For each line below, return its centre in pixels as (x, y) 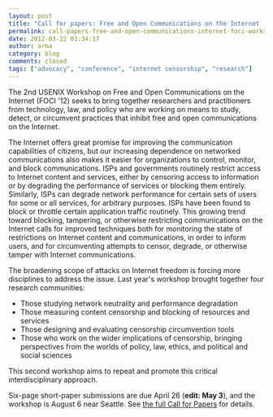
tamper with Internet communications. (72, 254)
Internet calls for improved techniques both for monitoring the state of (125, 228)
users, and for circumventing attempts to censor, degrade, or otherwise (128, 245)
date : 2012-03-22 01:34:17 (54, 39)
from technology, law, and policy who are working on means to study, (125, 109)
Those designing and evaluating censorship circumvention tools (127, 329)
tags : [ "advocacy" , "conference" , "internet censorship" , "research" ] (130, 69)
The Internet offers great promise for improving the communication (121, 142)
